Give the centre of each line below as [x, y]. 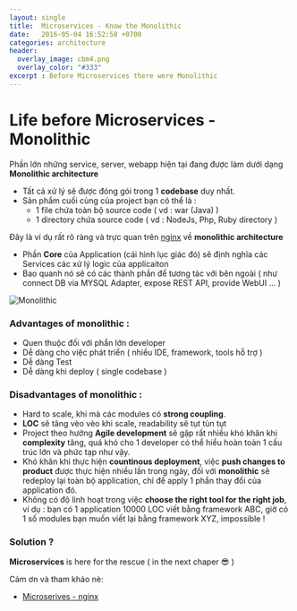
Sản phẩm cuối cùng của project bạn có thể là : [109, 200]
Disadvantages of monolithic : [76, 394]
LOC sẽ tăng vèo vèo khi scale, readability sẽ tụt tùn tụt [124, 424]
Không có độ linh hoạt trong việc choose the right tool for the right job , [154, 500]
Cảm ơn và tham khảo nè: [56, 579]
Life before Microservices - [113, 120]
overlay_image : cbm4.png [64, 59]
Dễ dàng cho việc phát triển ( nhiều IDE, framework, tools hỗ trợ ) [142, 352]
